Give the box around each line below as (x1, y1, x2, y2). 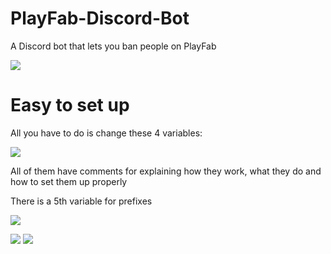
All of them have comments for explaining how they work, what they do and (10, 165, 322, 177)
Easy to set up (10, 94, 130, 117)
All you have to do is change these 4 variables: (10, 127, 203, 139)
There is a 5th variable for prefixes (10, 195, 153, 207)
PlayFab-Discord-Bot (10, 7, 190, 30)
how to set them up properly (10, 175, 128, 187)
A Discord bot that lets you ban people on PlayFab (10, 40, 217, 52)
